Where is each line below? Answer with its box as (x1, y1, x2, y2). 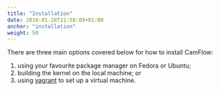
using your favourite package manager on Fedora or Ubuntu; (17, 61, 192, 70)
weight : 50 (7, 29, 39, 37)
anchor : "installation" (7, 23, 76, 30)
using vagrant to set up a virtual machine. (17, 77, 137, 85)
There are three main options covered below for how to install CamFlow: (7, 48, 214, 57)
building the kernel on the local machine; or (17, 69, 142, 77)
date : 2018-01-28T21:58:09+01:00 (7, 17, 104, 23)
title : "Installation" (7, 10, 73, 17)
